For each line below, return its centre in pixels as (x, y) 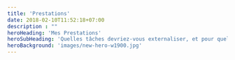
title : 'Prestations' (39, 13)
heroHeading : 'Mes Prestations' (54, 33)
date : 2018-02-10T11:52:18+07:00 (56, 20)
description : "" (33, 26)
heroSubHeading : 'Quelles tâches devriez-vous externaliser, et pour (111, 39)
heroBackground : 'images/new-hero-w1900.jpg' (74, 46)
